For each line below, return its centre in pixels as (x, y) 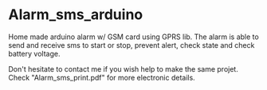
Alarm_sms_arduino (76, 15)
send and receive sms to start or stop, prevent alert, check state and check (132, 45)
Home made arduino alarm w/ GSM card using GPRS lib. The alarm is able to (133, 37)
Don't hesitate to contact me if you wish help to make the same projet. (124, 68)
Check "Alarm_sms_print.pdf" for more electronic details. (102, 77)
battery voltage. (34, 53)
